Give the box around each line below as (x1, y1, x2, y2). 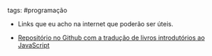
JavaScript (17, 41, 50, 49)
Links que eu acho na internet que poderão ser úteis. (17, 20, 173, 28)
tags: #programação (7, 6, 68, 14)
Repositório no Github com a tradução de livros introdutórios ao (17, 33, 206, 42)
